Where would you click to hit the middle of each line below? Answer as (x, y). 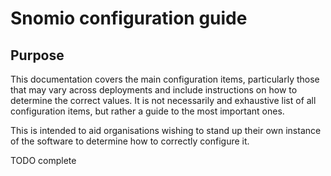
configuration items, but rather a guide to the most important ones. (147, 111)
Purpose (37, 55)
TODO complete (43, 160)
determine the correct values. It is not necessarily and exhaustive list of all (163, 100)
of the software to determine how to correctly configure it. (130, 141)
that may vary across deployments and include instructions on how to (154, 90)
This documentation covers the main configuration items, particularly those (165, 79)
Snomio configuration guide (129, 18)
